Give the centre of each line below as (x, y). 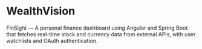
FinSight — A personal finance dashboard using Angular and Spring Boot (97, 28)
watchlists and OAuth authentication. (52, 41)
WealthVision (41, 11)
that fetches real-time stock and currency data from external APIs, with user (101, 34)
